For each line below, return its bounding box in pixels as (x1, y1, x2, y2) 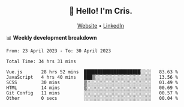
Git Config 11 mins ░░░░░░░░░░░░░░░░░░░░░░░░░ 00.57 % (6, 90, 179, 96)
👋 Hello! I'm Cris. (68, 6, 133, 16)
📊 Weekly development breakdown (6, 34, 97, 41)
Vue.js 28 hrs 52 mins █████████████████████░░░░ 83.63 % (6, 69, 179, 75)
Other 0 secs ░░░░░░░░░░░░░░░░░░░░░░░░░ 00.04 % (6, 95, 179, 101)
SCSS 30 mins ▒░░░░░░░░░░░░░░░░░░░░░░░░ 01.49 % (6, 79, 179, 85)
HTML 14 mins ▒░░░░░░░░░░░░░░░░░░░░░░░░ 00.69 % (6, 85, 179, 91)
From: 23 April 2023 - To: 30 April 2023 (6, 47, 111, 54)
